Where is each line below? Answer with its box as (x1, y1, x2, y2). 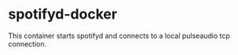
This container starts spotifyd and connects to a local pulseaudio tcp (8, 31, 230, 40)
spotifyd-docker (8, 5, 118, 23)
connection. (8, 39, 47, 48)
